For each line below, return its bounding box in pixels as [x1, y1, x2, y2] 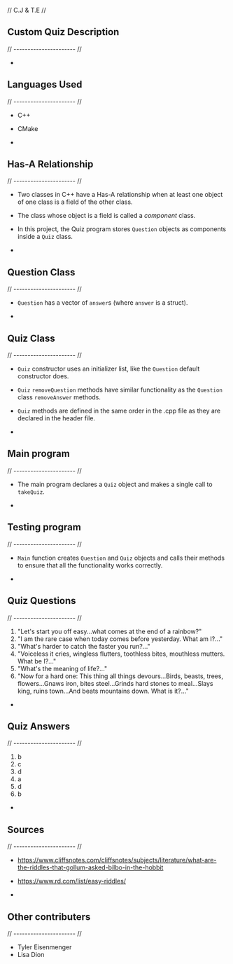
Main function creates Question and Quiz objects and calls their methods [17, 553, 225, 562]
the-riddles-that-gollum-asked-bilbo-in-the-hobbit [17, 863, 164, 872]
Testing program [7, 521, 82, 533]
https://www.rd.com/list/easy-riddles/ [17, 877, 127, 886]
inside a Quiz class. [17, 233, 73, 241]
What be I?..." [17, 656, 57, 665]
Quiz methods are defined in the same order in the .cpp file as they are [17, 406, 221, 415]
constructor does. [17, 372, 69, 380]
